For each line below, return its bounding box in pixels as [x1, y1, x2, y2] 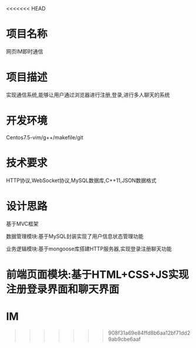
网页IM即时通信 [6, 48, 43, 55]
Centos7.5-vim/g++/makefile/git [6, 133, 83, 140]
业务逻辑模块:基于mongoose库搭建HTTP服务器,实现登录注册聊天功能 [6, 245, 172, 252]
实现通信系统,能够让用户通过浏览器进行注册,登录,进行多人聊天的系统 [6, 91, 170, 98]
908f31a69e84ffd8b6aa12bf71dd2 [108, 329, 191, 336]
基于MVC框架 [6, 220, 39, 227]
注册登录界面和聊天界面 [6, 282, 120, 296]
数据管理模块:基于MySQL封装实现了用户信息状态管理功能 [6, 232, 144, 240]
